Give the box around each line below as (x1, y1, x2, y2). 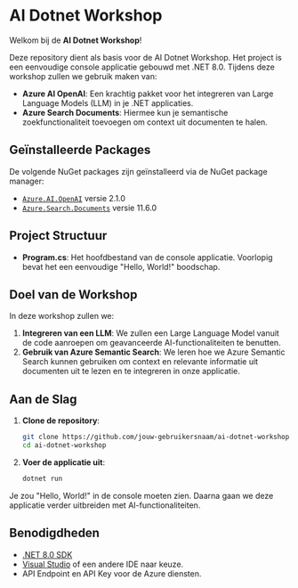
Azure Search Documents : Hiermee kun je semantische (21, 107, 229, 118)
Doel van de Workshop (9, 287, 138, 302)
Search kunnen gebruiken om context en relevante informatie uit (21, 356, 259, 367)
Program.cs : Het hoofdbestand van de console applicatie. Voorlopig (21, 251, 273, 263)
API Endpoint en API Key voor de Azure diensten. (21, 568, 202, 579)
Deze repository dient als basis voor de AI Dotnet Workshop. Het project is (9, 52, 282, 62)
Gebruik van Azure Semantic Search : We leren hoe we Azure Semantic (21, 347, 286, 357)
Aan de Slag (9, 391, 77, 406)
